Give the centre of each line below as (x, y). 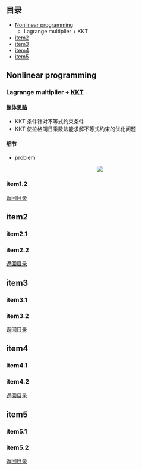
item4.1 (17, 366)
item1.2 (17, 184)
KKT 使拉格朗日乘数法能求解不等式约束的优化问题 (75, 129)
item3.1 (17, 299)
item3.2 (18, 316)
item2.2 (18, 250)
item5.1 (17, 431)
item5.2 (18, 447)
